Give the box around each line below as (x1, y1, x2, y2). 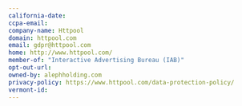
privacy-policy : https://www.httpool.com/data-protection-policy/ (8, 78, 235, 86)
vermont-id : (8, 85, 48, 94)
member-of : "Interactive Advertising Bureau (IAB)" (8, 57, 184, 65)
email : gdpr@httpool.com (8, 41, 91, 49)
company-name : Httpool (8, 26, 84, 34)
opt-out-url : (8, 64, 52, 72)
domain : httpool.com (8, 33, 78, 42)
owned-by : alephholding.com (8, 71, 103, 79)
